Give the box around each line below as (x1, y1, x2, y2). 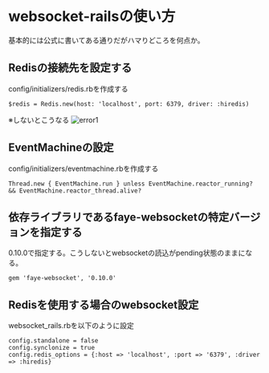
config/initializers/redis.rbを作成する (8, 83, 128, 93)
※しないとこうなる (8, 115, 70, 124)
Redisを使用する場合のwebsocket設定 (8, 298, 199, 311)
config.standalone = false (8, 337, 99, 345)
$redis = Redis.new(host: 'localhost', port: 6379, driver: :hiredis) (8, 99, 250, 108)
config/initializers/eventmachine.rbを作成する (8, 164, 159, 173)
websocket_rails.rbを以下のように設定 (8, 321, 135, 330)
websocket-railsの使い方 (8, 7, 176, 26)
